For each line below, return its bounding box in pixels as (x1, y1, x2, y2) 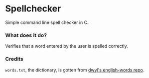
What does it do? (5, 32, 47, 39)
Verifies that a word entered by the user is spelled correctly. (5, 43, 128, 49)
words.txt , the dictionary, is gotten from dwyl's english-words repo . (5, 67, 145, 73)
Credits (5, 56, 23, 63)
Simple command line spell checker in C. (5, 19, 89, 25)
